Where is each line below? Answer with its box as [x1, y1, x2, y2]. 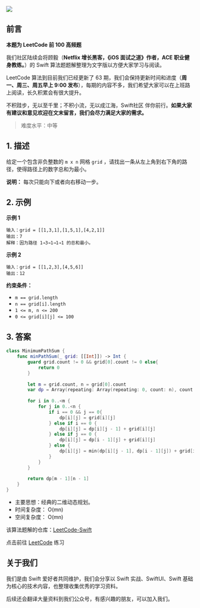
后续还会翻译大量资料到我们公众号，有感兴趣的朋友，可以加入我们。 [6, 595, 173, 602]
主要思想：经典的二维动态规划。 [14, 499, 93, 505]
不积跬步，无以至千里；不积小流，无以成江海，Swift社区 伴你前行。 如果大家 [6, 102, 192, 109]
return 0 [37, 365, 60, 371]
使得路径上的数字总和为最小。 [16, 165, 90, 173]
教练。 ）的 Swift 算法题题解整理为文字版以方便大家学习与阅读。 [11, 61, 165, 68]
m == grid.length [14, 295, 58, 301]
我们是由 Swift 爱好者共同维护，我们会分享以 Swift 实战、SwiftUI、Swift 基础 [6, 575, 193, 582]
